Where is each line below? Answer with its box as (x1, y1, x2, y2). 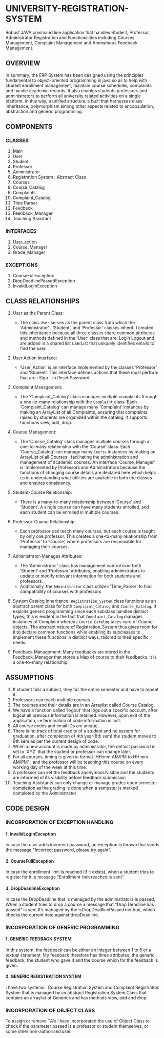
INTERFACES (5, 228, 37, 235)
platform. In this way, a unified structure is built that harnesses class (5, 98, 143, 104)
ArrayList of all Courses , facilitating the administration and (20, 454, 138, 460)
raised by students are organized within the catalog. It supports (20, 414, 148, 420)
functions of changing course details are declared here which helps (20, 469, 156, 475)
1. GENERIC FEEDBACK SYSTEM (5, 936, 72, 942)
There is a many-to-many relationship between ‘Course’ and (20, 499, 141, 505)
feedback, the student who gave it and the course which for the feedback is (5, 957, 158, 963)
